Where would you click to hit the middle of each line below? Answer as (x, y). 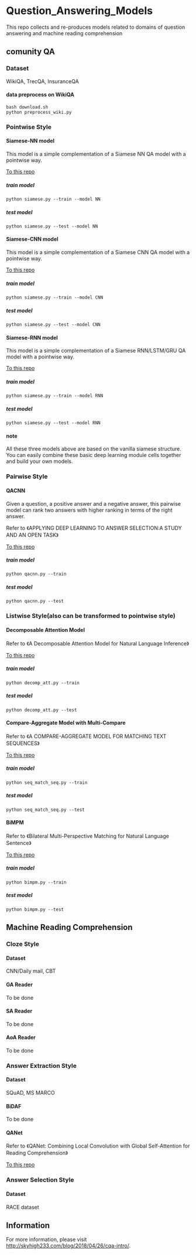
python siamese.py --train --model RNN (55, 396)
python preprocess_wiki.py (39, 112)
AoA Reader (21, 1037)
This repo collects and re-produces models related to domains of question (96, 27)
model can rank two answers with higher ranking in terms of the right (89, 510)
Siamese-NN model (30, 141)
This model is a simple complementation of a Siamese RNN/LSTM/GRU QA (96, 351)
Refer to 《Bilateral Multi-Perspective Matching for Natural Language (88, 836)
